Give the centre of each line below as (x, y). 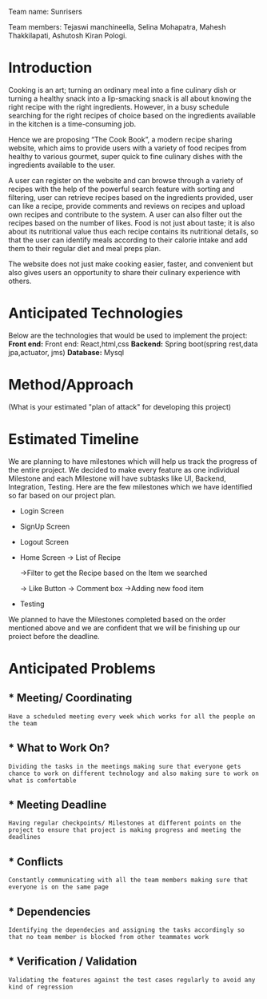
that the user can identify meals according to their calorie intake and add (128, 240)
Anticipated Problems (82, 668)
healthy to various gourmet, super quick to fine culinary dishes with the (126, 156)
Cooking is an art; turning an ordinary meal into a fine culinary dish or (123, 90)
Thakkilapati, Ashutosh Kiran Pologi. (68, 36)
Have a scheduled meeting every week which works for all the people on (132, 716)
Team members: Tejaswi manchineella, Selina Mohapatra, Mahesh (117, 27)
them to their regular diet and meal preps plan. (85, 248)
